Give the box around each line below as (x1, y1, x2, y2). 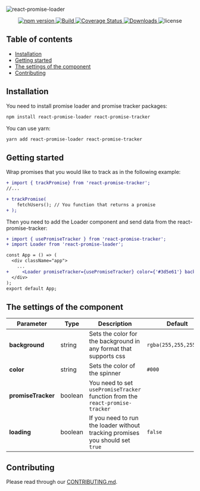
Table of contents (6, 35, 73, 45)
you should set (89, 436, 130, 445)
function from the (89, 392, 138, 400)
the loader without (89, 421, 140, 430)
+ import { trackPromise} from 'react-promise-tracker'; (6, 180, 151, 186)
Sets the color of (89, 362, 136, 370)
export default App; (6, 285, 58, 291)
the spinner (89, 369, 121, 378)
